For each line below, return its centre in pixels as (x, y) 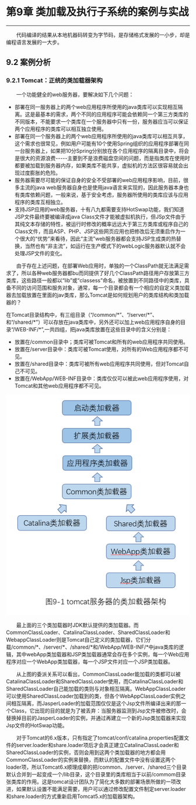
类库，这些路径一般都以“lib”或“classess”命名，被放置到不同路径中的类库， (95, 280)
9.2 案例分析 (29, 62)
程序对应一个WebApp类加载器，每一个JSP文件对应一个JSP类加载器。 (90, 662)
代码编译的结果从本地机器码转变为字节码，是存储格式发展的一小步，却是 (103, 35)
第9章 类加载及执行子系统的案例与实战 (97, 12)
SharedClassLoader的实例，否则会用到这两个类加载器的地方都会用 (86, 752)
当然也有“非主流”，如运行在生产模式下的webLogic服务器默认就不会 (105, 246)
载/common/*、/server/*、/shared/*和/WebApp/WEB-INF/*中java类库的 (92, 647)
